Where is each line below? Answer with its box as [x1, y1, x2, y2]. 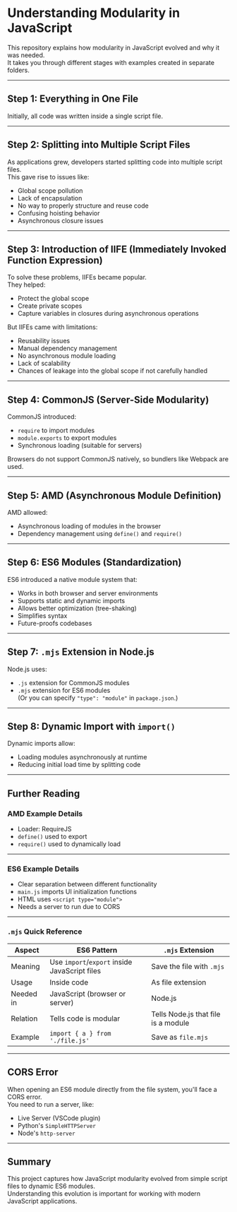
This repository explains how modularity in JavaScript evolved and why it [7, 43, 220, 52]
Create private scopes [17, 302, 83, 310]
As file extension [151, 977, 207, 987]
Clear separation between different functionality [17, 880, 157, 889]
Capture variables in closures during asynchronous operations [17, 309, 199, 318]
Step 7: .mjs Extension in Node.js [7, 646, 154, 658]
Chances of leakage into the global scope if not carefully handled [17, 367, 208, 375]
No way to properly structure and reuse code [17, 201, 150, 210]
